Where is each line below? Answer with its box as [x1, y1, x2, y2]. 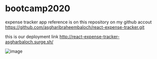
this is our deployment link [5, 34, 59, 39]
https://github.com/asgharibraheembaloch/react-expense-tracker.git [5, 24, 145, 30]
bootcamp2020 [5, 3, 70, 14]
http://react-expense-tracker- [59, 34, 120, 39]
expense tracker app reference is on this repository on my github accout [5, 19, 152, 25]
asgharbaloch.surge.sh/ [5, 39, 54, 44]
